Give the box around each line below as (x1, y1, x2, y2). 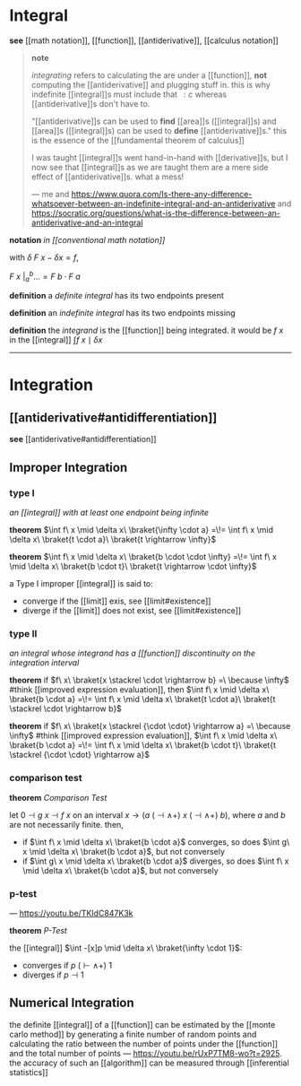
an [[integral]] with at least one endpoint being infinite (9, 508, 209, 518)
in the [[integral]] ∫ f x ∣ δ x (9, 334, 103, 345)
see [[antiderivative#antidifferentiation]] (9, 434, 157, 445)
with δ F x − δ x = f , (9, 252, 79, 263)
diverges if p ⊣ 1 (21, 969, 84, 980)
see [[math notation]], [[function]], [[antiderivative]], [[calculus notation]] (9, 35, 279, 46)
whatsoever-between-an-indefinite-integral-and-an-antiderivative (30, 198, 276, 209)
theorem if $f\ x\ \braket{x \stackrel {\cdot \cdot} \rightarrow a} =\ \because (9, 721, 291, 732)
